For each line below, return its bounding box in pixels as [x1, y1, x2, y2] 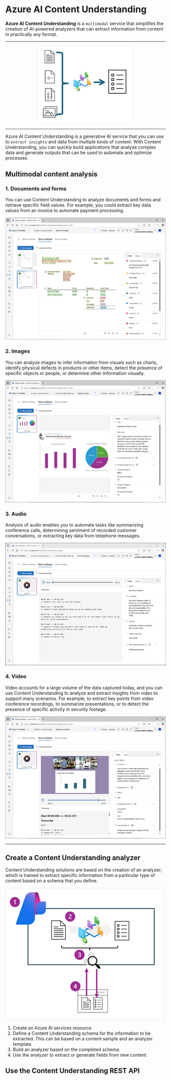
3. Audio [5, 510, 27, 517]
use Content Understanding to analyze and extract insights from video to [5, 690, 158, 696]
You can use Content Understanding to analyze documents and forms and [5, 197, 161, 203]
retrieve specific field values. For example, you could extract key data [5, 202, 151, 208]
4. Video [5, 673, 27, 680]
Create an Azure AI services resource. [12, 1025, 93, 1031]
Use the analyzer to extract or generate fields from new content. [12, 1052, 148, 1058]
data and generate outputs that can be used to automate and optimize [5, 150, 152, 156]
